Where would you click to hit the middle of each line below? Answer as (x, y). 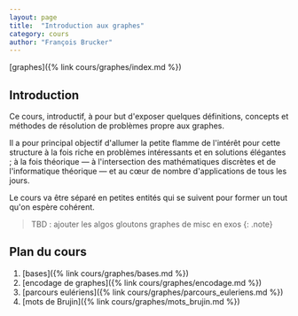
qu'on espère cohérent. (52, 207)
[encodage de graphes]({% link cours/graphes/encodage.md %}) (142, 282)
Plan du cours (48, 252)
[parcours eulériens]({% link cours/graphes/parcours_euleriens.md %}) (153, 292)
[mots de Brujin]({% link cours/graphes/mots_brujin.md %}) (131, 301)
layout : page (33, 17)
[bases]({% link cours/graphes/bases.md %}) (105, 273)
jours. (20, 181)
